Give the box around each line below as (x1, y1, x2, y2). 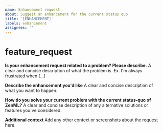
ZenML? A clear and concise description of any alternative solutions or (5, 102, 148, 108)
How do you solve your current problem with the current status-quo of (5, 97, 151, 103)
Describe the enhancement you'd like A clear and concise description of (5, 83, 153, 88)
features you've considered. (5, 108, 62, 113)
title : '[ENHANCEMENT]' (5, 16, 54, 21)
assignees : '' (5, 25, 34, 30)
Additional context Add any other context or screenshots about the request (5, 117, 158, 123)
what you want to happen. (5, 88, 58, 93)
